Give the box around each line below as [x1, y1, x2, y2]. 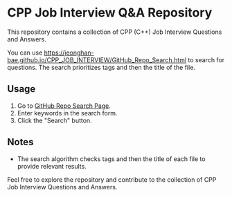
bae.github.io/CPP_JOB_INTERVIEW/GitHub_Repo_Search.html [7, 55, 187, 64]
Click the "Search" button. [17, 116, 92, 124]
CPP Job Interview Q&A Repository [7, 5, 213, 21]
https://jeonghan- [44, 48, 95, 57]
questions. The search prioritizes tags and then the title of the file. [7, 63, 196, 71]
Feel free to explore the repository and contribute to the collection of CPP [7, 175, 217, 184]
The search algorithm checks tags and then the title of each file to [17, 154, 206, 163]
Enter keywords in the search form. [17, 109, 118, 117]
